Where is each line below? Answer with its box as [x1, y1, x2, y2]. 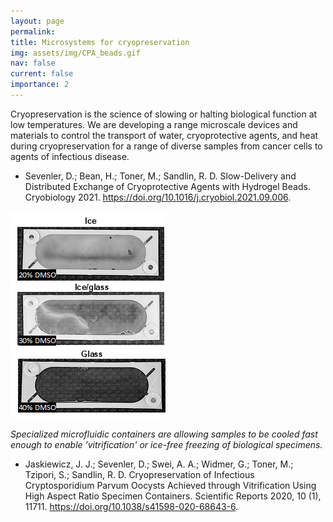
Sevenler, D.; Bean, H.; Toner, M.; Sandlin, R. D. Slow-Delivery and [24, 170, 297, 182]
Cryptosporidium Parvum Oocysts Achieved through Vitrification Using [24, 479, 317, 491]
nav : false [10, 58, 56, 69]
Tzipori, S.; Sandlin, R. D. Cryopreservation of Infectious [24, 468, 255, 480]
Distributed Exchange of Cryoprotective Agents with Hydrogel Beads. [24, 180, 311, 192]
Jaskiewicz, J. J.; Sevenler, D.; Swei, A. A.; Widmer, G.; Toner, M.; [24, 458, 294, 470]
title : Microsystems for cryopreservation [10, 37, 190, 47]
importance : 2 [10, 80, 70, 90]
